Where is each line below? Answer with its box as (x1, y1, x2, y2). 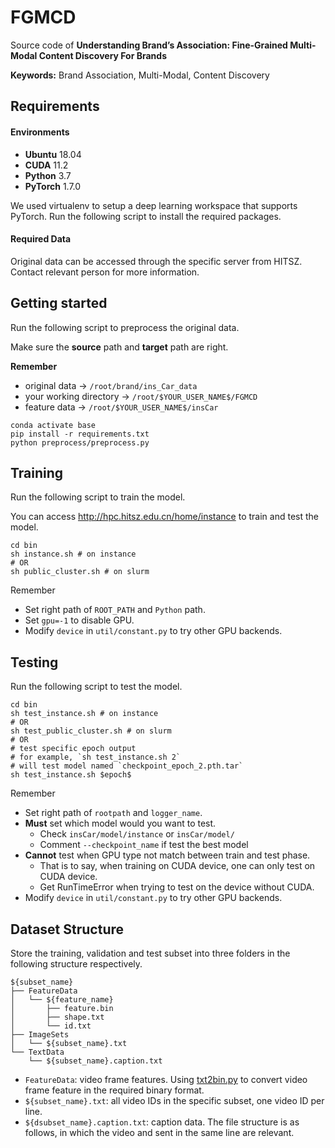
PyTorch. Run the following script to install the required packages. (10, 210, 282, 222)
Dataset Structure (10, 921, 125, 938)
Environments (10, 126, 70, 138)
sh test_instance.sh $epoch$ (10, 770, 132, 780)
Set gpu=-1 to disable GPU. (24, 614, 135, 626)
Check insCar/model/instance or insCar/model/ (39, 828, 235, 840)
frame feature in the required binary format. (24, 1084, 205, 1096)
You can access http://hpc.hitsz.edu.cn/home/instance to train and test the (10, 511, 319, 523)
